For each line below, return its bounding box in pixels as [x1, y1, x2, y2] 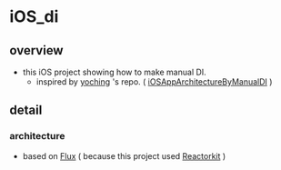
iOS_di [9, 6, 59, 27]
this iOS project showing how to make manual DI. [22, 66, 206, 77]
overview [9, 43, 64, 58]
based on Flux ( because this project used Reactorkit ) [22, 150, 226, 161]
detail [9, 103, 43, 118]
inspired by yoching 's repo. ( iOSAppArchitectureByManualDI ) [35, 76, 273, 87]
